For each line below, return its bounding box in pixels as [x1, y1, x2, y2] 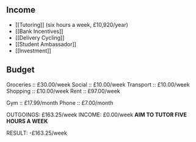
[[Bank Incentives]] [15, 27, 64, 35]
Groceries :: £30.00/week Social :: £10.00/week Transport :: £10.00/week [6, 80, 191, 88]
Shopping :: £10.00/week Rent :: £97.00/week [6, 87, 120, 94]
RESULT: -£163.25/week [6, 129, 67, 137]
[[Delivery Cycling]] [15, 34, 65, 41]
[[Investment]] [15, 47, 52, 54]
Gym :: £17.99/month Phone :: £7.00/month [6, 99, 114, 106]
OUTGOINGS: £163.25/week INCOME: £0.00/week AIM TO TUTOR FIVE [6, 111, 187, 118]
